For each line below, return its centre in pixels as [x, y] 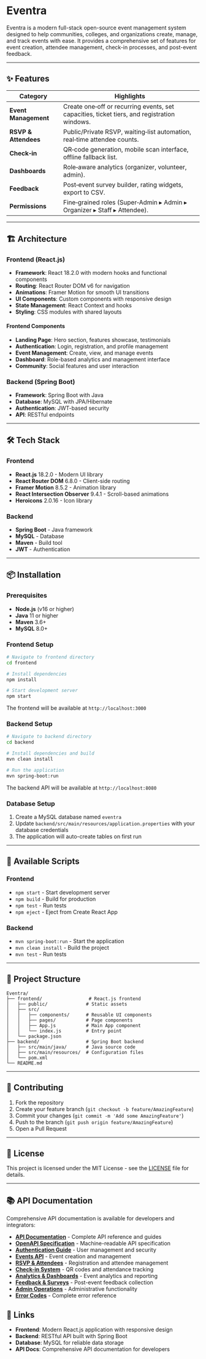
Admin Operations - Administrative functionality [76, 1289]
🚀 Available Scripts [43, 862]
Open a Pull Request [41, 1128]
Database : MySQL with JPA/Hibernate [64, 401]
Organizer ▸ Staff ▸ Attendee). [106, 210]
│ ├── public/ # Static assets [67, 1004]
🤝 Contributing [35, 1088]
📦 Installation [34, 575]
